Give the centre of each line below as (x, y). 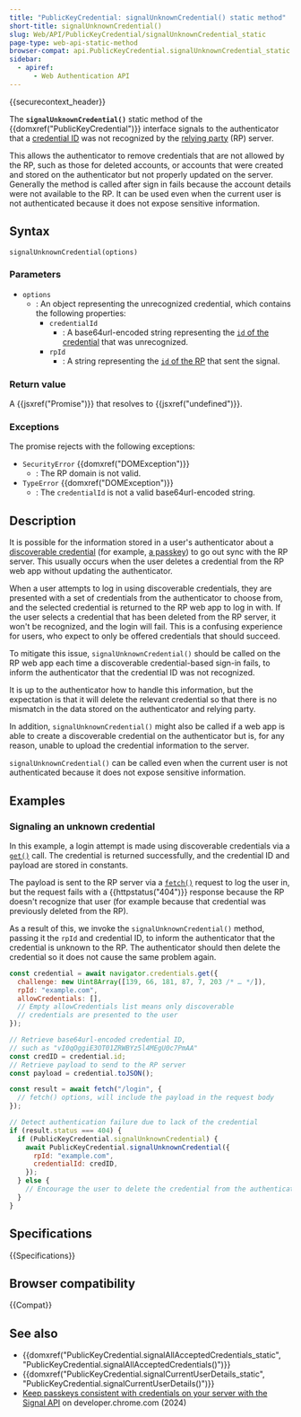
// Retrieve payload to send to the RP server (98, 1065)
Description (43, 520)
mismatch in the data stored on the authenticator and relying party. (133, 709)
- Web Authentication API (81, 76)
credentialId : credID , (75, 1164)
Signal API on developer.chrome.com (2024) (104, 1403)
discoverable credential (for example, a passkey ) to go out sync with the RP (149, 552)
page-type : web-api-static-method (74, 43)
